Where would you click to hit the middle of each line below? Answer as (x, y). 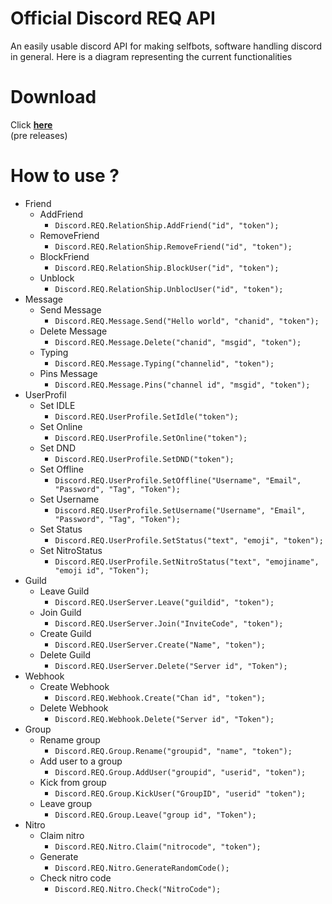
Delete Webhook (74, 708)
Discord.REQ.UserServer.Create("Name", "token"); (160, 645)
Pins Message (68, 373)
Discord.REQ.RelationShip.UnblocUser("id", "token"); (169, 289)
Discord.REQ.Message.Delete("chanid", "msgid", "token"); (178, 342)
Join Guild (60, 612)
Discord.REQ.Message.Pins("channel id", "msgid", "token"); (182, 385)
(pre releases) (39, 135)
